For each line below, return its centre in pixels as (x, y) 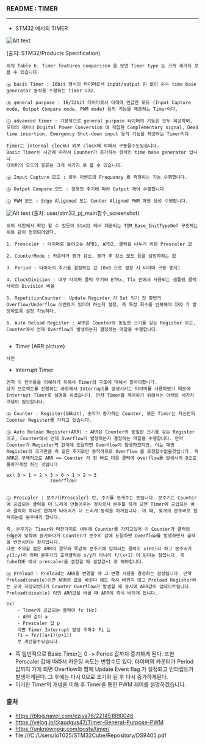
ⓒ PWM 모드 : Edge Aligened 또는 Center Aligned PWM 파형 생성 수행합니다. (97, 201)
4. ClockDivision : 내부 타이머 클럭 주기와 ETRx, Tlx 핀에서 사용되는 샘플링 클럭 (102, 280)
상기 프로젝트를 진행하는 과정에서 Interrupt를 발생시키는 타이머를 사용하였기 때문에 (99, 389)
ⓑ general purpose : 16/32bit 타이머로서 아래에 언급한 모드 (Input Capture (99, 103)
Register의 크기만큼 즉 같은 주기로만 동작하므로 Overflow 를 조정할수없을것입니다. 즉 (103, 452)
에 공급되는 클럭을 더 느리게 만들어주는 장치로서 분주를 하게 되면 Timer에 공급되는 (97, 504)
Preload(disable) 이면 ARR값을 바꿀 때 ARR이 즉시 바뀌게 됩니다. (82, 593)
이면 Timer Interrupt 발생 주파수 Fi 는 (64, 630)
